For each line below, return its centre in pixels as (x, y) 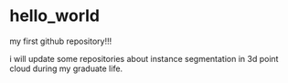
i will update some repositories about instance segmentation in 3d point (144, 58)
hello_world (55, 16)
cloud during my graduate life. (66, 68)
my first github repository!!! (61, 41)
